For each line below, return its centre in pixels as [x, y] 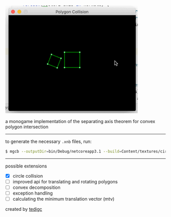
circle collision [28, 176]
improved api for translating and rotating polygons [65, 181]
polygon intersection [27, 127]
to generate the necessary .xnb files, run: [49, 141]
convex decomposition [37, 187]
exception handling [33, 193]
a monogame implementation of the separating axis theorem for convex [80, 121]
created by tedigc [24, 209]
